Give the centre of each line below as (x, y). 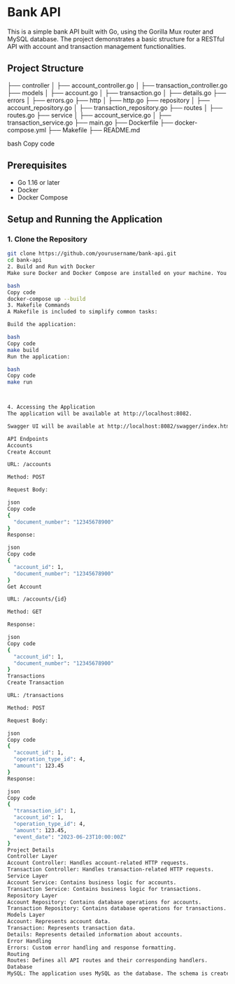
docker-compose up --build (47, 299)
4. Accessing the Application (51, 407)
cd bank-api (24, 260)
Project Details (31, 850)
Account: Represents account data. (59, 922)
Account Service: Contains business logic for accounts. (92, 883)
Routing (19, 954)
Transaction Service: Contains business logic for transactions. (104, 889)
